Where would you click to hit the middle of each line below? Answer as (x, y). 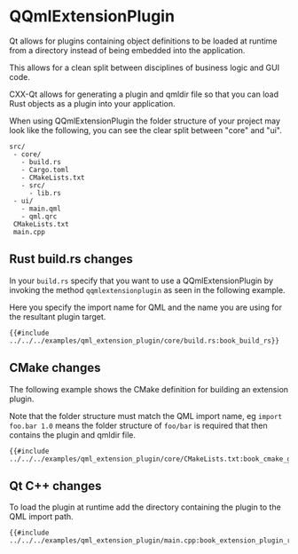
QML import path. (41, 517)
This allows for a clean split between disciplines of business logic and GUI (145, 67)
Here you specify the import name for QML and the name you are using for (145, 307)
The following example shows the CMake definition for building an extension (149, 389)
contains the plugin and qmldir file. (72, 435)
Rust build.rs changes (71, 259)
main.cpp (29, 232)
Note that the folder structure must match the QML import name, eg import (145, 415)
